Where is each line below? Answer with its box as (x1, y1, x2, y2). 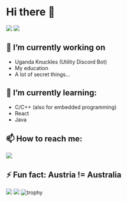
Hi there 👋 (6, 5, 55, 19)
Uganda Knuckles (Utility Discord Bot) (14, 58, 108, 65)
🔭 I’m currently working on (6, 42, 106, 52)
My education (14, 64, 48, 71)
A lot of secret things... (14, 71, 71, 78)
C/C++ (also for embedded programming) (14, 103, 117, 111)
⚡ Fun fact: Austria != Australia (6, 170, 122, 180)
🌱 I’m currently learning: (6, 88, 97, 98)
